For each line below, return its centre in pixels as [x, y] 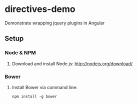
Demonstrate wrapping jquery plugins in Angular [55, 23]
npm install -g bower [34, 96]
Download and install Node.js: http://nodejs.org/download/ [72, 64]
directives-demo [40, 9]
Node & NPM [20, 53]
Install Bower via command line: [45, 87]
